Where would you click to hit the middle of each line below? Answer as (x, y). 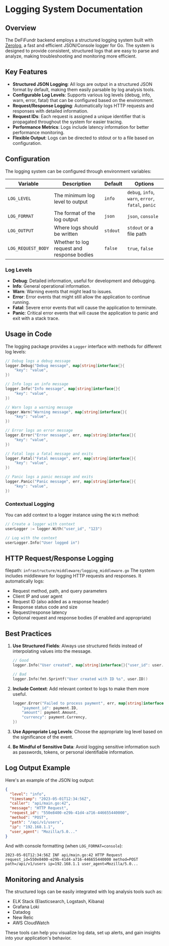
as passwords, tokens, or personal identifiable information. (73, 752)
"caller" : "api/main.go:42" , (40, 804)
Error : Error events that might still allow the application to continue (81, 297)
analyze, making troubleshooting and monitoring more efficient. (71, 56)
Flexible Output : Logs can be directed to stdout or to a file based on (83, 138)
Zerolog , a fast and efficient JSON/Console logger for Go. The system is (80, 45)
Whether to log (71, 242)
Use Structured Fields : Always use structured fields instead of (77, 646)
